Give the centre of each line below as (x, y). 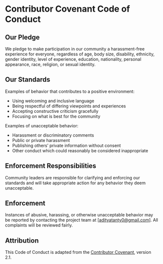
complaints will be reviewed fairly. (39, 225)
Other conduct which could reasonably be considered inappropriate (80, 150)
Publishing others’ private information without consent (66, 145)
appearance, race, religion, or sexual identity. (50, 64)
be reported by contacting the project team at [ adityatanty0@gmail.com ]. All (81, 220)
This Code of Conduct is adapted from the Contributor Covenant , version (78, 252)
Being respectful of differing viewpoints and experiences (69, 106)
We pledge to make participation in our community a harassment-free (75, 49)
